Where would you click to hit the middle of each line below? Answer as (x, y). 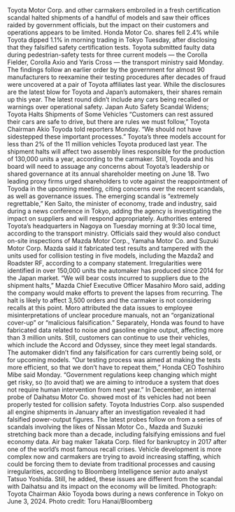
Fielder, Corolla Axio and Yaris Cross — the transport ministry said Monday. (116, 62)
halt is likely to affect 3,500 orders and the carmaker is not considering (109, 300)
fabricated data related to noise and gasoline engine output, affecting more (115, 330)
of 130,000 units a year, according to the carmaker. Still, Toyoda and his (111, 159)
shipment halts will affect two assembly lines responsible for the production (116, 151)
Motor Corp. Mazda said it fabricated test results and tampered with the (111, 248)
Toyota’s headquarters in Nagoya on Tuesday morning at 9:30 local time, (112, 226)
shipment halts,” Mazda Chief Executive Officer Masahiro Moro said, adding (116, 285)
